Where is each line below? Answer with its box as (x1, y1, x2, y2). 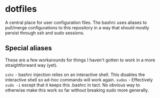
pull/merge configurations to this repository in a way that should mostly (5, 24, 150, 30)
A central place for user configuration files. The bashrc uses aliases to (5, 20, 147, 25)
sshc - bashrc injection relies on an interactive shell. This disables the (5, 72, 145, 78)
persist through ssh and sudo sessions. (5, 30, 85, 36)
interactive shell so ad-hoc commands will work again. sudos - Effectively (5, 77, 153, 82)
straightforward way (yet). (5, 62, 58, 68)
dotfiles (5, 3, 37, 15)
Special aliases (5, 44, 53, 52)
